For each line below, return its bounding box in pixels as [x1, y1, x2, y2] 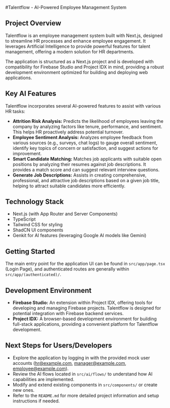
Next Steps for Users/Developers [5, 341, 113, 350]
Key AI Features [5, 89, 57, 98]
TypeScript [12, 216, 36, 222]
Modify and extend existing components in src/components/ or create [12, 382, 158, 388]
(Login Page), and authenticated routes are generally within [5, 266, 129, 272]
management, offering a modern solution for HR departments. [5, 48, 134, 55]
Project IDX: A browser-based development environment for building [12, 316, 157, 322]
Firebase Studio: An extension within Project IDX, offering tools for [12, 299, 153, 306]
